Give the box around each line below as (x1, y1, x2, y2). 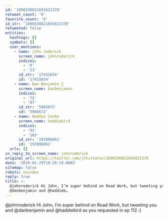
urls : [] (9, 147, 28, 152)
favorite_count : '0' (5, 16, 48, 21)
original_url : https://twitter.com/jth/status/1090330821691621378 (5, 156, 149, 161)
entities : (5, 30, 26, 35)
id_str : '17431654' (18, 72, 59, 77)
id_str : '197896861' (18, 137, 61, 142)
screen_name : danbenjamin (18, 86, 72, 91)
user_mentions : (9, 44, 41, 49)
